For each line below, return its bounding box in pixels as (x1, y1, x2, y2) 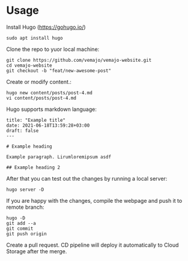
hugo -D (6, 215, 26, 221)
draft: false (6, 127, 39, 134)
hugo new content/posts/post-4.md (6, 89, 93, 96)
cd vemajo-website (6, 62, 52, 68)
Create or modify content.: (6, 78, 72, 85)
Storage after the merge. (6, 247, 67, 255)
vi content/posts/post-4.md (6, 95, 77, 101)
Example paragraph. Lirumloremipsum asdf (6, 154, 112, 160)
